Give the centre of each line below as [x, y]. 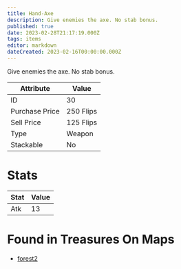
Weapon [80, 133]
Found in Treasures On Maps [91, 239]
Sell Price [26, 122]
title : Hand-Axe [30, 13]
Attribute [35, 88]
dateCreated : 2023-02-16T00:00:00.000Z [64, 52]
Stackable [27, 144]
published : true [30, 26]
